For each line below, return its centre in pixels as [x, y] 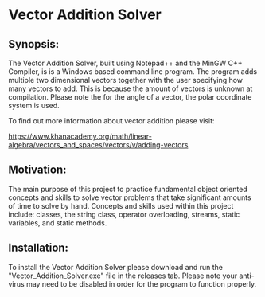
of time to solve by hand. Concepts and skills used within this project [121, 205]
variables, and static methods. [58, 223]
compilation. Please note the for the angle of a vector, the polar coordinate [130, 97]
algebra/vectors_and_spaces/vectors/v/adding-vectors [98, 145]
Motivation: [37, 170]
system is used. [34, 106]
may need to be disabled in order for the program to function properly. [142, 283]
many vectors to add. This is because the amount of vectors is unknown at [131, 88]
